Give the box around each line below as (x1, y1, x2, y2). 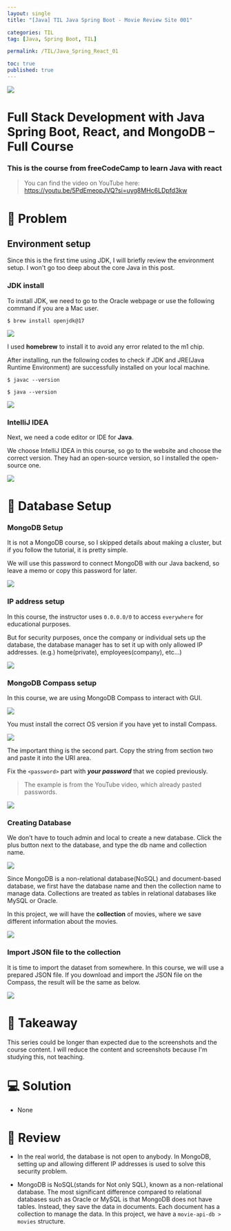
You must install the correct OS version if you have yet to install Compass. (7, 720, 217, 728)
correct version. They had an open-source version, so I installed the (7, 454, 200, 462)
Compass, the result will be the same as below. (7, 978, 141, 986)
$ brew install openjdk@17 (7, 317, 85, 324)
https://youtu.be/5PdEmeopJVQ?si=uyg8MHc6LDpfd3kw (23, 186, 188, 195)
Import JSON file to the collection (7, 947, 121, 957)
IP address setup (7, 597, 65, 606)
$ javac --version (7, 376, 60, 383)
